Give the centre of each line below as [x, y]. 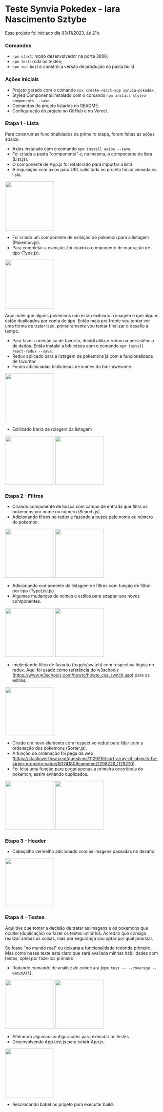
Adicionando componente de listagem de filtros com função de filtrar [81, 586]
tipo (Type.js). [26, 253]
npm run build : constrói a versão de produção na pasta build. [74, 66]
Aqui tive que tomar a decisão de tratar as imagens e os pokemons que [77, 928]
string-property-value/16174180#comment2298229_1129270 [72, 764]
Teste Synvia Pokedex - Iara [63, 9]
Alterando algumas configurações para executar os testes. [71, 1036]
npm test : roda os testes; [37, 62]
